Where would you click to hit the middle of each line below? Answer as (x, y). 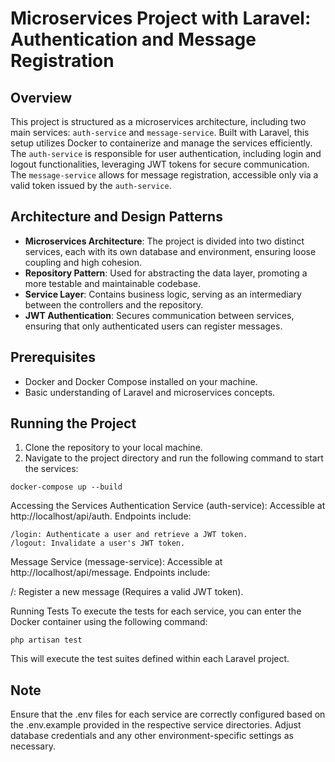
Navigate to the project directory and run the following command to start (174, 458)
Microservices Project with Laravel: (161, 18)
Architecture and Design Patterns (116, 217)
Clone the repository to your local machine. (113, 448)
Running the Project (73, 423)
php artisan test (46, 640)
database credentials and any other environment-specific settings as (152, 736)
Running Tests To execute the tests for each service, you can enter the (156, 611)
